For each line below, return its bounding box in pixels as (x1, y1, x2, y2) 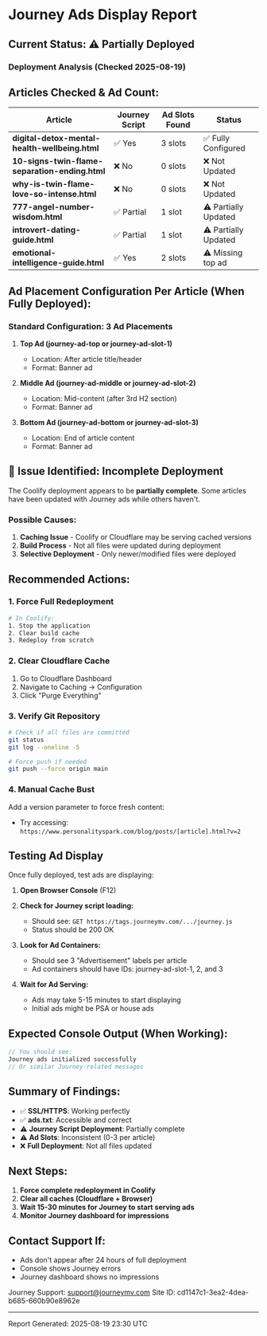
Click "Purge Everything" (19, 690, 102, 700)
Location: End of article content (31, 433, 135, 442)
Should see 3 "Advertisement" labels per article (31, 956, 188, 965)
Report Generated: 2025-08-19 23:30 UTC (8, 1319, 149, 1329)
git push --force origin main (8, 765, 109, 773)
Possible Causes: (8, 514, 77, 525)
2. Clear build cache (8, 629, 80, 637)
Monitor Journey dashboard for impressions (19, 1211, 169, 1220)
